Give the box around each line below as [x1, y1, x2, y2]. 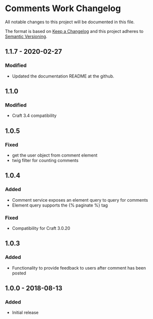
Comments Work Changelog [5, 3, 121, 14]
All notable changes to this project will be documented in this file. [5, 19, 135, 25]
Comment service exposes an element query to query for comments [12, 197, 148, 203]
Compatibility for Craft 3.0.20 [12, 225, 70, 231]
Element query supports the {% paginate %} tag [12, 202, 108, 208]
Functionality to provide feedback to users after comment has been [12, 265, 146, 271]
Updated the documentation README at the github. [12, 73, 114, 79]
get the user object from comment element [12, 152, 97, 158]
